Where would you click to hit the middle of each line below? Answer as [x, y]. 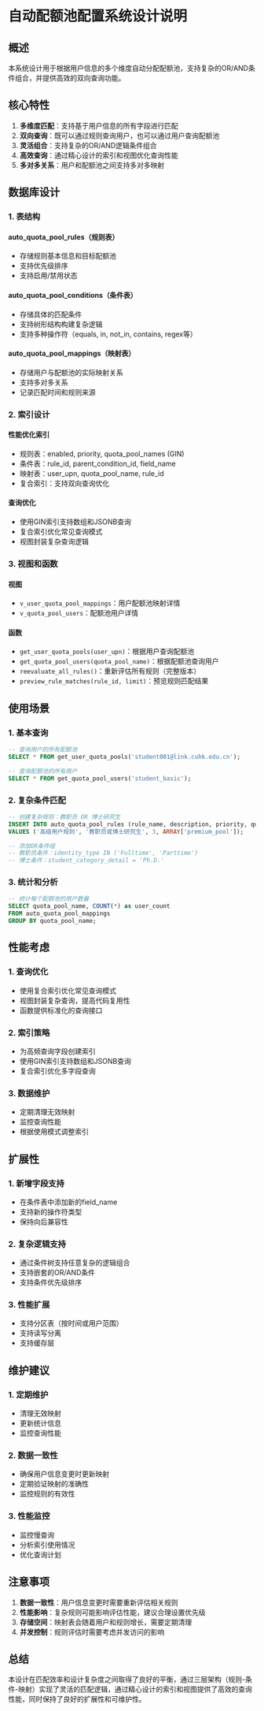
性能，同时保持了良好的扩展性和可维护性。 [77, 1699]
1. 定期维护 [28, 1394]
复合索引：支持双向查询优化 [64, 483]
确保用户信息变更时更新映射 [64, 1474]
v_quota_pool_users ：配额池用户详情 [79, 613]
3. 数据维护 [29, 1093]
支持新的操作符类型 [51, 1211]
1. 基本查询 [28, 732]
